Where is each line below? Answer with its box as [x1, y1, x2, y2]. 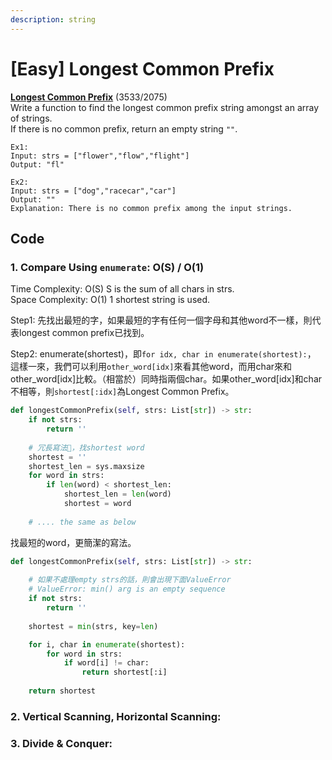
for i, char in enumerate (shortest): [28, 639, 186, 650]
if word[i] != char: [63, 658, 150, 668]
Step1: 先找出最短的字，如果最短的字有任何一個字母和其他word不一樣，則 [10, 314, 313, 326]
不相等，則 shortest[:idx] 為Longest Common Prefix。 [10, 386, 235, 398]
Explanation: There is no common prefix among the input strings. [10, 203, 293, 213]
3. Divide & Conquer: [10, 736, 113, 750]
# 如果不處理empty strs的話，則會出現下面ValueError [28, 575, 232, 585]
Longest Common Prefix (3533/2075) [10, 91, 168, 103]
